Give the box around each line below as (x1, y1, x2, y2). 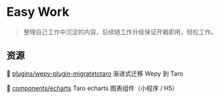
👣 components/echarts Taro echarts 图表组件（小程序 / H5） (6, 84, 179, 92)
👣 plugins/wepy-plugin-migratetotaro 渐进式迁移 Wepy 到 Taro (6, 69, 183, 78)
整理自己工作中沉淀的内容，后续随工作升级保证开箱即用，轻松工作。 (23, 27, 217, 36)
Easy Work (6, 4, 70, 20)
